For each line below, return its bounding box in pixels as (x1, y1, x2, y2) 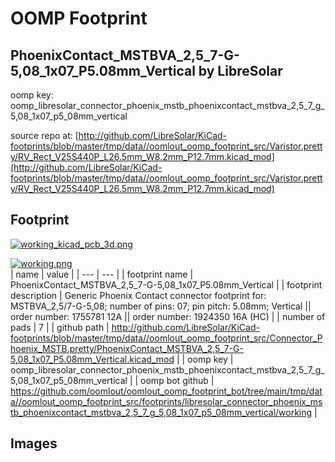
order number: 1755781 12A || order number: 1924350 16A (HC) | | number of (10, 310, 326, 322)
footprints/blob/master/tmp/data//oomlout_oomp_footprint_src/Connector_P (10, 332, 323, 344)
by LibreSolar (198, 62, 283, 79)
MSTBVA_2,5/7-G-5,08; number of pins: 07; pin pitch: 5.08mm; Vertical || (10, 300, 312, 312)
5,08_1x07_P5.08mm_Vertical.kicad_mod (10, 353, 175, 365)
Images (10, 435, 58, 452)
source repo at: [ (10, 130, 79, 141)
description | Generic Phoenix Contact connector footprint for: (10, 289, 267, 301)
